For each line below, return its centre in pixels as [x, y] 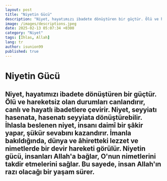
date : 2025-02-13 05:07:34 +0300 [40, 28]
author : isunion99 [24, 47]
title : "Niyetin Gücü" [29, 14]
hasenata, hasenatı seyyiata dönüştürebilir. [74, 118]
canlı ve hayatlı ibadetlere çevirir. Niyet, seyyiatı [81, 110]
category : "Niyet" [24, 33]
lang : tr [14, 42]
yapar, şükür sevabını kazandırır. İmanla [68, 133]
